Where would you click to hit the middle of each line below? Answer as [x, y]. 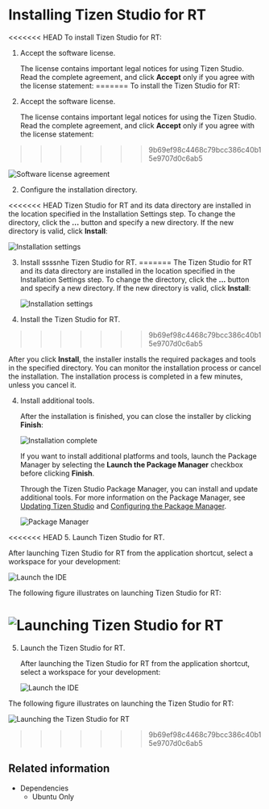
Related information [59, 769]
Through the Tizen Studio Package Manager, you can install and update [139, 488]
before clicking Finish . [57, 473]
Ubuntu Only [53, 796]
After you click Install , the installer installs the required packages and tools [132, 359]
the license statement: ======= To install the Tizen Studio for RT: [130, 86]
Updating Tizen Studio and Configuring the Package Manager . [123, 505]
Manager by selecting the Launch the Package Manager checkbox [131, 464]
